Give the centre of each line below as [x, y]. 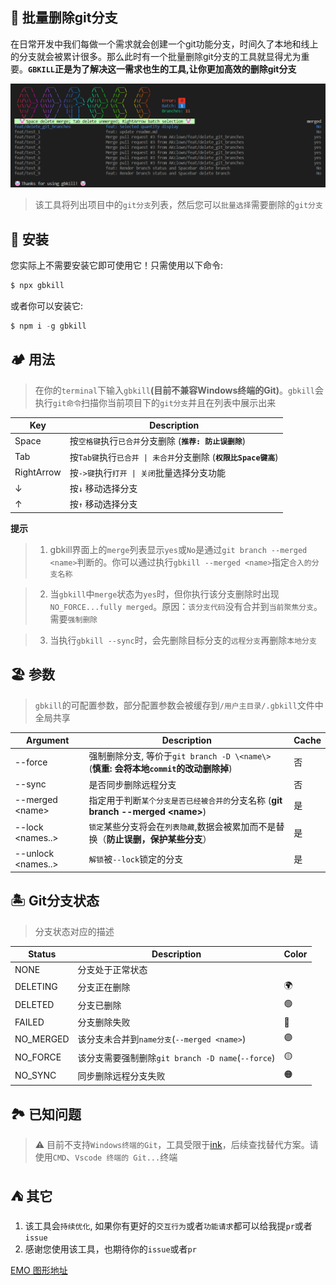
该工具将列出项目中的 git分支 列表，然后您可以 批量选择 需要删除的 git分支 [178, 205]
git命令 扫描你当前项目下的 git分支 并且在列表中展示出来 [164, 402]
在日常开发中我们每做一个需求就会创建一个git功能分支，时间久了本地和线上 [164, 44]
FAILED [29, 1022]
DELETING [36, 987]
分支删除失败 [104, 1022]
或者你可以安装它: [47, 305]
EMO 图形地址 [39, 1270]
